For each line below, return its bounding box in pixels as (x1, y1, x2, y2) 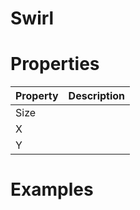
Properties (10, 53, 100, 76)
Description (68, 89, 126, 103)
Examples (10, 178, 94, 201)
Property (15, 89, 59, 103)
